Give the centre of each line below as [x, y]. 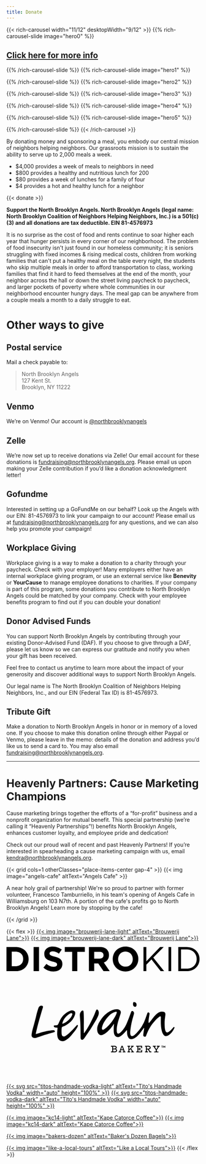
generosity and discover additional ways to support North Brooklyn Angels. [101, 674]
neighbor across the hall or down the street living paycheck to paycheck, [98, 281]
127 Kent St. [36, 381]
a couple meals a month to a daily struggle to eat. [69, 300]
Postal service [34, 348]
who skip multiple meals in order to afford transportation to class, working [100, 267]
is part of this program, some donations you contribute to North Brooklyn [98, 589]
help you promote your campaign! [49, 528]
